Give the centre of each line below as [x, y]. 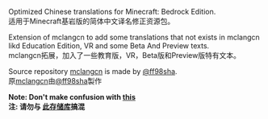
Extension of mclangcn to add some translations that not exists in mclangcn [134, 37]
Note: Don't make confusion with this [72, 97]
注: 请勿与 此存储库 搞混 [47, 107]
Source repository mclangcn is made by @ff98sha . [93, 71]
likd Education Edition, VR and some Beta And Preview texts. [109, 46]
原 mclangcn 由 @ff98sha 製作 [55, 81]
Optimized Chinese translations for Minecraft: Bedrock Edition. [112, 12]
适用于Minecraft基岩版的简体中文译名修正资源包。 [92, 21]
